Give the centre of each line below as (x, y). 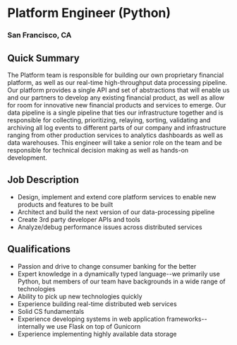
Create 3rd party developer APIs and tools (79, 219)
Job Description (43, 180)
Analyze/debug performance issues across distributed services (110, 227)
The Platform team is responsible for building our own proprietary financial (116, 75)
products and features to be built (65, 204)
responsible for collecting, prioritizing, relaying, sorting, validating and (109, 120)
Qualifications (39, 249)
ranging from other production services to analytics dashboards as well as (115, 135)
